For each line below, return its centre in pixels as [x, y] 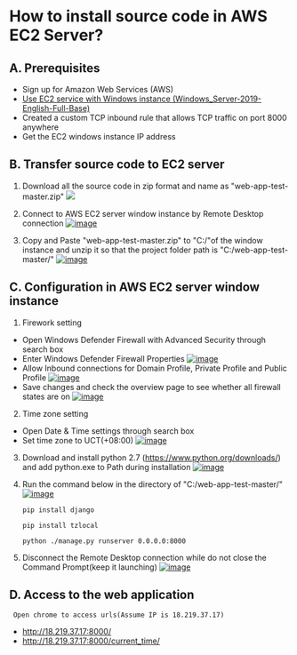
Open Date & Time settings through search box [108, 431]
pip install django [58, 510]
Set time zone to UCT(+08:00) [78, 440]
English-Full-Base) [56, 108]
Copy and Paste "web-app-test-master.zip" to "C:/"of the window [143, 240]
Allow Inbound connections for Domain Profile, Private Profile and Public [154, 368]
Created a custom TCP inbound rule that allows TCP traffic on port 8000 [154, 118]
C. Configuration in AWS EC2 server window [135, 288]
